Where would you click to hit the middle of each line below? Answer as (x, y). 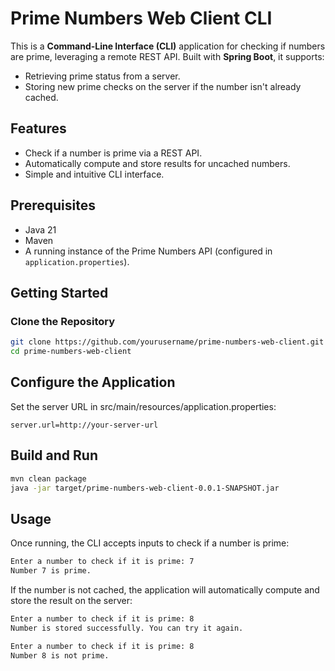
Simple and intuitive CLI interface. (94, 174)
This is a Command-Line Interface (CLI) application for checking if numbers (168, 46)
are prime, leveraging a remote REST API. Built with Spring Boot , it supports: (167, 56)
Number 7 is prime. (51, 571)
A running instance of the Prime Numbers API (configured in (148, 251)
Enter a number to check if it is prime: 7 (102, 562)
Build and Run (54, 455)
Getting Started (59, 292)
